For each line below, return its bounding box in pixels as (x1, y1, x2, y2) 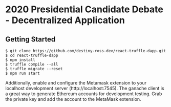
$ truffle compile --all (5, 62, 58, 67)
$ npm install (5, 57, 36, 62)
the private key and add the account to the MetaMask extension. (5, 96, 142, 102)
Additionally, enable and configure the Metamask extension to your (5, 80, 147, 85)
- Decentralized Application (5, 14, 125, 26)
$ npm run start (5, 71, 40, 76)
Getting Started (5, 35, 56, 44)
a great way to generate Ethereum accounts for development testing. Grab (5, 91, 162, 97)
